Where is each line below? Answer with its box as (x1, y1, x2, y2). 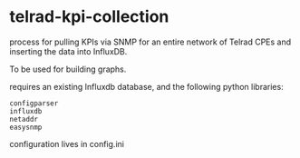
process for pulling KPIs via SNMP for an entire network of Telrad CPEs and (9, 36, 292, 47)
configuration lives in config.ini (9, 138, 125, 149)
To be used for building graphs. (9, 64, 127, 74)
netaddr (9, 114, 39, 123)
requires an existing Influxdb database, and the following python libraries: (9, 81, 284, 92)
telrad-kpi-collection (9, 6, 169, 27)
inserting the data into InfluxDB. (9, 45, 128, 56)
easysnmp (9, 123, 43, 132)
